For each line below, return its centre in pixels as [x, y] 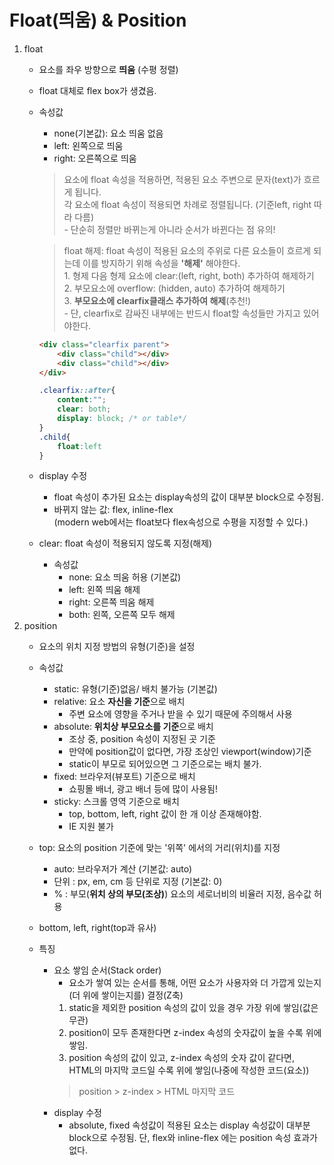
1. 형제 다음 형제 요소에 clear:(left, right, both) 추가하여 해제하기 [189, 275]
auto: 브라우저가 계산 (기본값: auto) [123, 869]
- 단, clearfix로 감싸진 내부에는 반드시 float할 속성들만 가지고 [182, 313]
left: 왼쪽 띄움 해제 [104, 590]
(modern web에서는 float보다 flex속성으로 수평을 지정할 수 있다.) [181, 522]
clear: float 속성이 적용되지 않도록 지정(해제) [125, 543]
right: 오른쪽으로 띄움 [95, 158]
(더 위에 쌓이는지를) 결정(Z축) [126, 995]
